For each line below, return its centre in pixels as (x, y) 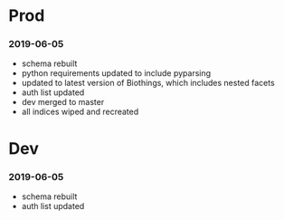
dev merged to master (63, 102)
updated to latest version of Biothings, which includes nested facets (148, 83)
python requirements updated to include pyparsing (116, 73)
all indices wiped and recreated (80, 112)
